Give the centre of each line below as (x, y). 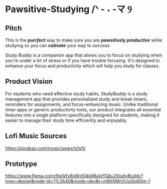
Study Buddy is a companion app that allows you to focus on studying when (83, 55)
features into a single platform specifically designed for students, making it (82, 115)
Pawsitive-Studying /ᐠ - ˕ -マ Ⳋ (68, 9)
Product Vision (29, 81)
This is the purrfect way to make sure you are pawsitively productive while (84, 40)
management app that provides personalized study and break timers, (76, 99)
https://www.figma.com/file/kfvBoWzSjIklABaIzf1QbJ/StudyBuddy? (74, 176)
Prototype (21, 164)
